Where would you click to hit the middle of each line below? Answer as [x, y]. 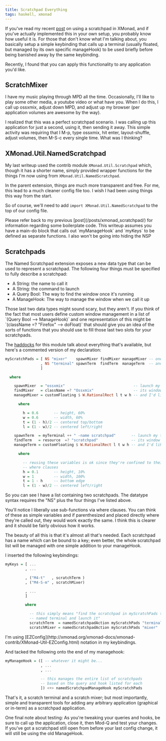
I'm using [15, 637]
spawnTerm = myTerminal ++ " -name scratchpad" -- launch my [86, 436]
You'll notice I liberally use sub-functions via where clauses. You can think [81, 510]
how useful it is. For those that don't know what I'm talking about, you [76, 39]
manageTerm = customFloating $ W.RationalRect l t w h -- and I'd [84, 445]
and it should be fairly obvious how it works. [50, 526]
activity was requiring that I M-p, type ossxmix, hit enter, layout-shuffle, [78, 133]
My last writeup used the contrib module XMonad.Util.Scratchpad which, [79, 165]
